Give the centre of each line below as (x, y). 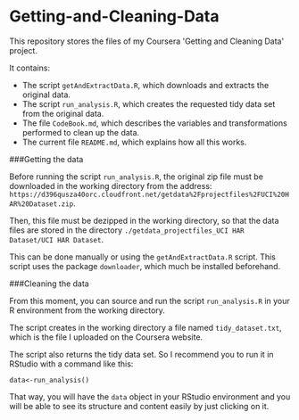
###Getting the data (46, 159)
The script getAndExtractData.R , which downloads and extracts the (145, 85)
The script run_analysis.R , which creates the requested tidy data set (149, 103)
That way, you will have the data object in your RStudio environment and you (150, 396)
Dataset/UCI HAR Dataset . (57, 239)
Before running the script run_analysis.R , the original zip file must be (136, 177)
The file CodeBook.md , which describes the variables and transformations (154, 123)
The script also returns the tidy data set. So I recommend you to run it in (141, 354)
